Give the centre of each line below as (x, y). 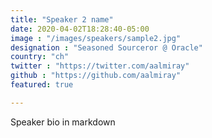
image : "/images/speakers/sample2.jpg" (96, 38)
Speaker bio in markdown (63, 122)
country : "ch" (40, 57)
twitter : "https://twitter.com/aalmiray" (100, 66)
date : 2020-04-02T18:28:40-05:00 (80, 29)
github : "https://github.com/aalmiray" (96, 76)
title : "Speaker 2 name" (62, 19)
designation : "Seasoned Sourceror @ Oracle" (106, 47)
